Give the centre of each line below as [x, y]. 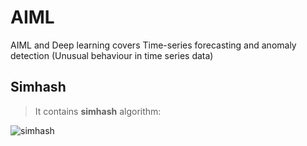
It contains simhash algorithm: [98, 111]
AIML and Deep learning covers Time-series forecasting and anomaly [153, 45]
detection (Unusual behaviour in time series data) [112, 55]
